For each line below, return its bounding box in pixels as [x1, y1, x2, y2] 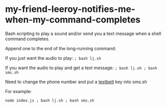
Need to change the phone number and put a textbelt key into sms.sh [5, 79, 148, 85]
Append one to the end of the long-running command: [5, 45, 116, 51]
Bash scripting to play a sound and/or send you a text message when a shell [5, 30, 162, 36]
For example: [5, 88, 32, 94]
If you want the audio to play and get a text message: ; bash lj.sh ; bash [5, 65, 158, 71]
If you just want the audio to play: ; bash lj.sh [5, 55, 101, 61]
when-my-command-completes [5, 14, 141, 25]
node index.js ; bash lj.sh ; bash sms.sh [5, 98, 94, 103]
